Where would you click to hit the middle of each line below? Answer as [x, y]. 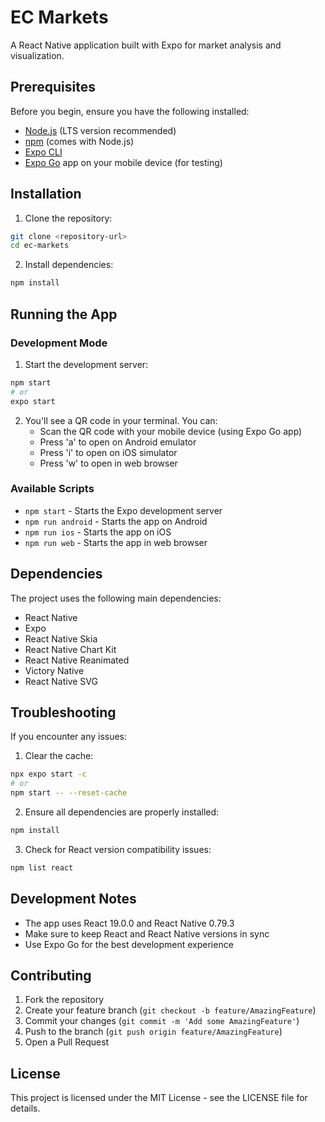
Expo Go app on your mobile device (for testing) [123, 162]
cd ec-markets [40, 246]
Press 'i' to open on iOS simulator [108, 452]
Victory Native [54, 670]
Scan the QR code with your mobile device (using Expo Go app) [171, 431]
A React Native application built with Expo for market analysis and [146, 45]
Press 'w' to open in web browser [108, 463]
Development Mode [59, 343]
